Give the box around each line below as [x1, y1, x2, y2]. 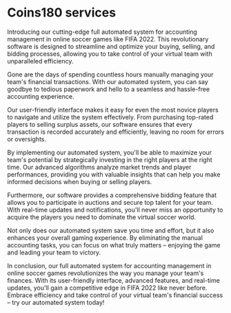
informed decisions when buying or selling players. [7, 177, 152, 185]
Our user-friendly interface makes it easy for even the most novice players [7, 105, 219, 114]
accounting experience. [7, 92, 74, 101]
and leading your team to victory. [7, 248, 101, 256]
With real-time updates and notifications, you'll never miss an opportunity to [7, 205, 223, 214]
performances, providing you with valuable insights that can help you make [7, 170, 221, 179]
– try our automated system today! [7, 298, 105, 306]
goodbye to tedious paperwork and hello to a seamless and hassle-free [7, 85, 210, 93]
